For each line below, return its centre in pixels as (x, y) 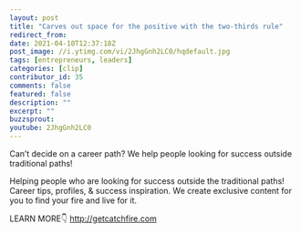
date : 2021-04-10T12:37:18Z (63, 43)
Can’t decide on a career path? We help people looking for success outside (151, 154)
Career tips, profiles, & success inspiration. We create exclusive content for (151, 191)
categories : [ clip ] (47, 69)
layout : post (34, 18)
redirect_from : (38, 35)
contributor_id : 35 (47, 77)
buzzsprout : (32, 119)
